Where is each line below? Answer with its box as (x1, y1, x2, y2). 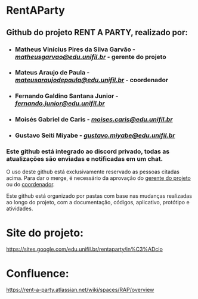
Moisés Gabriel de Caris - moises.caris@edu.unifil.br (14, 116, 173, 124)
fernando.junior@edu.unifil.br (14, 99, 106, 108)
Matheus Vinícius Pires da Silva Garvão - (14, 45, 136, 54)
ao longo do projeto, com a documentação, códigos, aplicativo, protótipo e (6, 199, 190, 206)
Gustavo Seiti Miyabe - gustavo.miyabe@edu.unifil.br (14, 132, 175, 140)
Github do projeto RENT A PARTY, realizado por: (6, 27, 188, 38)
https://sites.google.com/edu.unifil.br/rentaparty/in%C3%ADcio (6, 245, 163, 253)
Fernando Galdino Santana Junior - (14, 92, 119, 100)
